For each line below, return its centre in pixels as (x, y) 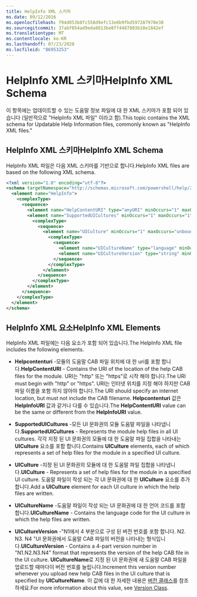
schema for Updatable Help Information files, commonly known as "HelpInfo (98, 124)
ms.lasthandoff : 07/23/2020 (40, 45)
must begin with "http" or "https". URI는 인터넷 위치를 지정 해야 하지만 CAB (102, 384)
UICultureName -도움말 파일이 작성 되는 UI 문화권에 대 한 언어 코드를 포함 (100, 506)
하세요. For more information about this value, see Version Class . (91, 588)
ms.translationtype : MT (35, 33)
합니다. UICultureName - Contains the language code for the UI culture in (102, 513)
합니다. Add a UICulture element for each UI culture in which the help (97, 487)
